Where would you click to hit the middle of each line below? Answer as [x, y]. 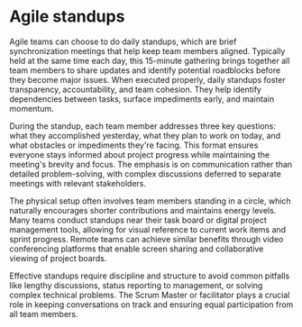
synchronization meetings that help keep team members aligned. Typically [147, 50]
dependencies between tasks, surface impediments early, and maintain [142, 99]
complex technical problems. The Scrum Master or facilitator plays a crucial [150, 295]
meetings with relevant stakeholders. [78, 183]
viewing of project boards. [58, 258]
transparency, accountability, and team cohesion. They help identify [135, 89]
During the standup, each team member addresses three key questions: [143, 126]
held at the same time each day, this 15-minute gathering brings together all [150, 60]
